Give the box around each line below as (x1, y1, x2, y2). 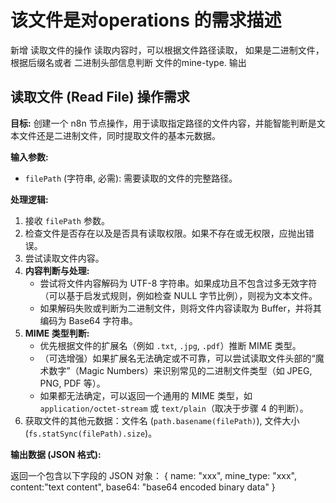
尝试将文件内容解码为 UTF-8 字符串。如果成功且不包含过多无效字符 (39, 277, 318, 289)
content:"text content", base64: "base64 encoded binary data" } (10, 481, 276, 493)
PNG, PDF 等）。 (39, 377, 106, 389)
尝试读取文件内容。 (24, 252, 105, 264)
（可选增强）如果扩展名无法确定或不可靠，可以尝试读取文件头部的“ (39, 352, 316, 364)
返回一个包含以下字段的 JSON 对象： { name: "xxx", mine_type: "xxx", (10, 469, 298, 481)
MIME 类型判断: (24, 327, 90, 339)
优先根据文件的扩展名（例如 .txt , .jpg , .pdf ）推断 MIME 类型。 (39, 339, 302, 351)
